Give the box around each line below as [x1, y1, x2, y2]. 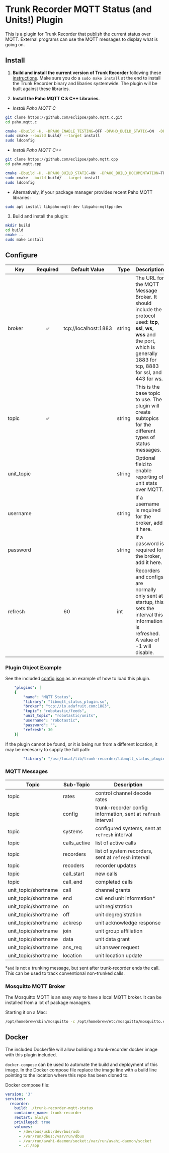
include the [135, 306, 162, 313]
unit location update [95, 952, 142, 959]
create [135, 408, 151, 415]
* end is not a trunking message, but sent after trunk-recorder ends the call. [5, 965, 160, 971]
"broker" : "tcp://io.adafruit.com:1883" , [23, 704, 112, 709]
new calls [95, 870, 118, 877]
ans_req [62, 944, 82, 951]
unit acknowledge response [95, 919, 161, 926]
